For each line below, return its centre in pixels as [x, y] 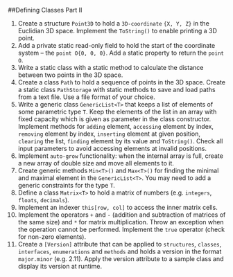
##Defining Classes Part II [45, 10]
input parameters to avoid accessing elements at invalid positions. [112, 149]
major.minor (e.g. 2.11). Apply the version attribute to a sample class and [121, 259]
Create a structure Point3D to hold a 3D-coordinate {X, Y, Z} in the [114, 23]
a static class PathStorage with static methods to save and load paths [116, 90]
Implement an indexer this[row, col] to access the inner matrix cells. [118, 207]
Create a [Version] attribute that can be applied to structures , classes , [120, 244]
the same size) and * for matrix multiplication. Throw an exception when [121, 222]
